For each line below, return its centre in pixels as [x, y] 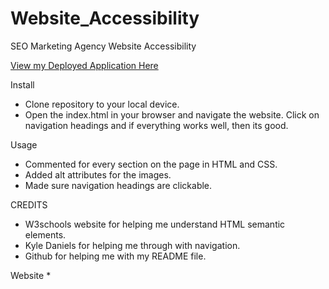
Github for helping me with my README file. [115, 256]
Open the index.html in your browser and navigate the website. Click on [172, 114]
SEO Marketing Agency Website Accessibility [103, 46]
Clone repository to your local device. [102, 104]
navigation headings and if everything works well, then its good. [156, 125]
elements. [45, 234]
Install [22, 84]
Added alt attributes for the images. [98, 174]
